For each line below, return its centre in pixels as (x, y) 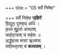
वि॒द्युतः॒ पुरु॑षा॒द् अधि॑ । (22, 23)
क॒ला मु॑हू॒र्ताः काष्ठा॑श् (21, 29)
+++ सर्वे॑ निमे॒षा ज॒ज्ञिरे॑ (24, 18)
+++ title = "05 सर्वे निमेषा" (30, 8)
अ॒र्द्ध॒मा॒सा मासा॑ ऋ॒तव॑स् (23, 41)
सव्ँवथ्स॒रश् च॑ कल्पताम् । (25, 46)
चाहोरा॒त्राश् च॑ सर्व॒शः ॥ (23, 35)
